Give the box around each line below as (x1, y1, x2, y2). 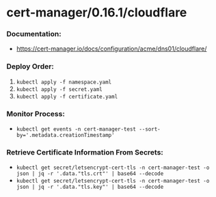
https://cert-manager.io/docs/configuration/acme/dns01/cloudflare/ (16, 44, 207, 53)
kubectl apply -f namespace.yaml (16, 79, 112, 86)
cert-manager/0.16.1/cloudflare (6, 5, 187, 21)
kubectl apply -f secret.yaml (16, 86, 103, 93)
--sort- (139, 126, 161, 133)
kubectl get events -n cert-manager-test (16, 126, 136, 133)
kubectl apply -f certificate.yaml (16, 93, 118, 100)
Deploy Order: (6, 62, 54, 71)
